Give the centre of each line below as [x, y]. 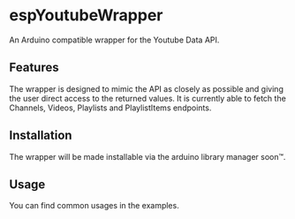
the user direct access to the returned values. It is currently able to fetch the [148, 98]
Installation [41, 136]
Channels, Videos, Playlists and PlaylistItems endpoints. [110, 108]
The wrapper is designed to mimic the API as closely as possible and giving [147, 88]
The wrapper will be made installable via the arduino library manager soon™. [147, 156]
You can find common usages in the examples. [94, 206]
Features [34, 68]
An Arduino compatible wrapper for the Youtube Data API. [114, 40]
